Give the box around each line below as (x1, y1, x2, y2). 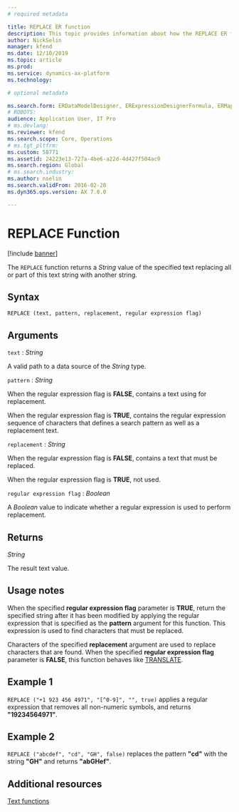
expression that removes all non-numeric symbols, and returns (7, 702, 191, 711)
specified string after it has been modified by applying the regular (7, 611, 200, 619)
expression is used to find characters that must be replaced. (7, 626, 184, 635)
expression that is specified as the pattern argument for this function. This (7, 619, 226, 627)
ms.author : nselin (7, 176, 62, 183)
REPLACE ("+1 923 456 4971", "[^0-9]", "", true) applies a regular (7, 695, 208, 704)
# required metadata (7, 10, 69, 18)
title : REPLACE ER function (7, 23, 91, 31)
